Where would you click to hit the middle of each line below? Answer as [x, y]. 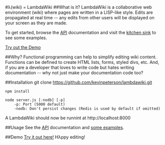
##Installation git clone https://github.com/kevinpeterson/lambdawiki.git [79, 82]
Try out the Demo [23, 47]
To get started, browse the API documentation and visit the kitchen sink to [81, 32]
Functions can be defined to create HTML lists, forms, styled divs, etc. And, [82, 62]
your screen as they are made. [36, 23]
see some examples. [26, 38]
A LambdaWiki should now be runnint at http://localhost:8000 [68, 118]
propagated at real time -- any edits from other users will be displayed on [80, 18]
